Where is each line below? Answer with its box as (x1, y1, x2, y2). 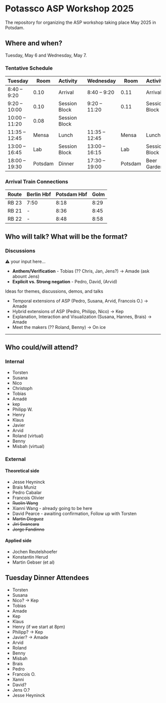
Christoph (12, 385, 33, 391)
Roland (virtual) (12, 433, 44, 439)
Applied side (5, 538, 32, 544)
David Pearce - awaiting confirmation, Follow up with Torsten (12, 511, 137, 516)
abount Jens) (12, 273, 40, 279)
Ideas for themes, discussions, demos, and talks (5, 288, 104, 294)
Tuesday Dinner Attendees (5, 574, 89, 582)
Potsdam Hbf (56, 191, 87, 198)
